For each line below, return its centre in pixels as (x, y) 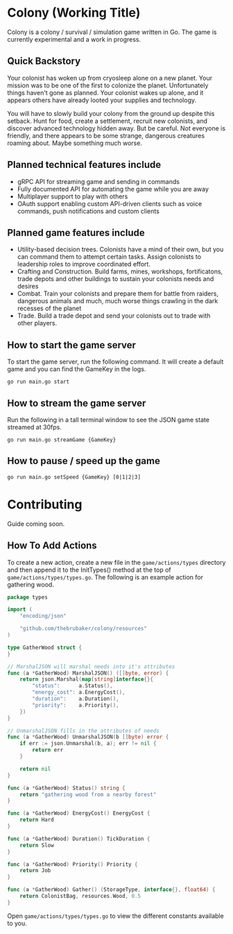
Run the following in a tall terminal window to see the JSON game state (109, 420)
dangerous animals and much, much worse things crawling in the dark (118, 301)
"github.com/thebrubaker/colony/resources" (84, 629)
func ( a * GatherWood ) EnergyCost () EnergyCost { (79, 813)
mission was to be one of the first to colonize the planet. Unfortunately (108, 85)
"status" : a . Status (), (72, 686)
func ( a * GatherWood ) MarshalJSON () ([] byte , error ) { (88, 673)
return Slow (37, 845)
